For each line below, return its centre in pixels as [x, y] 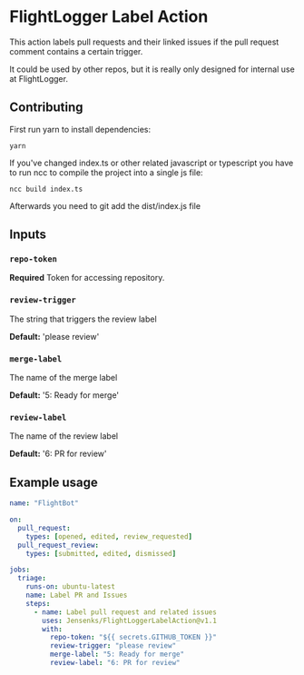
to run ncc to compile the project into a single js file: [106, 172]
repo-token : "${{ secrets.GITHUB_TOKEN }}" [133, 638]
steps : [38, 603]
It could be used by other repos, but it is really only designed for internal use [152, 69]
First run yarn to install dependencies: [80, 129]
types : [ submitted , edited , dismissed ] [101, 553]
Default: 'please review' [54, 336]
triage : [32, 579]
